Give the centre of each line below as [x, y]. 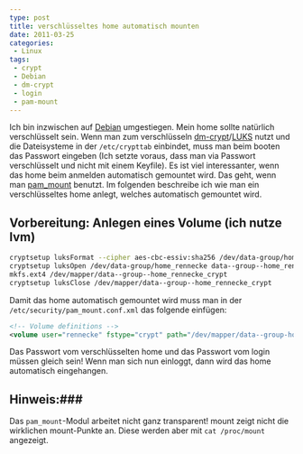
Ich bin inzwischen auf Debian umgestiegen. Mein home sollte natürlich [142, 127]
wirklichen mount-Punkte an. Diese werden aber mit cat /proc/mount [138, 431]
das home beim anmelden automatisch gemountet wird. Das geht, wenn [143, 175]
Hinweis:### [46, 399]
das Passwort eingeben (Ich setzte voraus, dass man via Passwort [133, 156]
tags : [19, 60]
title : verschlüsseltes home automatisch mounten [105, 26]
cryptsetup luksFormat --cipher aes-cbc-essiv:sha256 [113, 258]
